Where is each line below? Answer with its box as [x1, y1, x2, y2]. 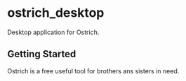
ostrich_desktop [7, 5, 105, 21]
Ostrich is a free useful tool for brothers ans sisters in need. [7, 66, 180, 75]
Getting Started [7, 48, 77, 60]
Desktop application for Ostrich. [7, 28, 100, 36]
